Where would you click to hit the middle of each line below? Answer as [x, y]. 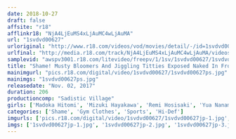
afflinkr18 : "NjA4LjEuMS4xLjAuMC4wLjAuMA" [70, 33]
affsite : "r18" [29, 27]
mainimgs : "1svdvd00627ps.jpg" [53, 79]
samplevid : [23, 60]
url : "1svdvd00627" [36, 40]
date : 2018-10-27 [33, 14]
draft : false [26, 20]
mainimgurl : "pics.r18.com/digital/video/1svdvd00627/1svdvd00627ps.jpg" [118, 72]
